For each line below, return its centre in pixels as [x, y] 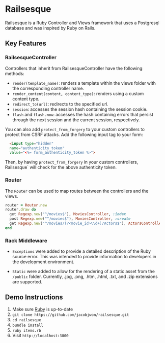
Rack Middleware [26, 240]
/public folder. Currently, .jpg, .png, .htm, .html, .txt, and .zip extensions [85, 276]
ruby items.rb [27, 330]
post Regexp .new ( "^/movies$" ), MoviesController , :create [70, 219]
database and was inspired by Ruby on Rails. [50, 28]
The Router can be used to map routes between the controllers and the [77, 191]
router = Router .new [26, 205]
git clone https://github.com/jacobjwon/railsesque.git [70, 315]
